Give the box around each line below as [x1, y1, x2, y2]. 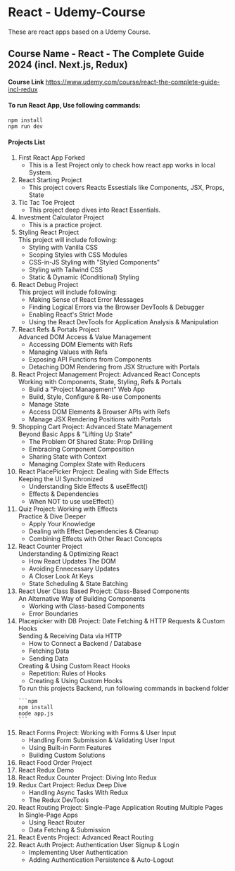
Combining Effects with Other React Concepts [28, 535, 163, 543]
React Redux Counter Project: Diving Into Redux [18, 773, 157, 782]
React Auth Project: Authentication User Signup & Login [18, 841, 179, 849]
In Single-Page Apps [18, 810, 78, 820]
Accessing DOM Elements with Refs [28, 341, 133, 349]
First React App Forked [18, 153, 85, 162]
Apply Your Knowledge [28, 520, 96, 528]
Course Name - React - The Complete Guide [8, 48, 205, 60]
